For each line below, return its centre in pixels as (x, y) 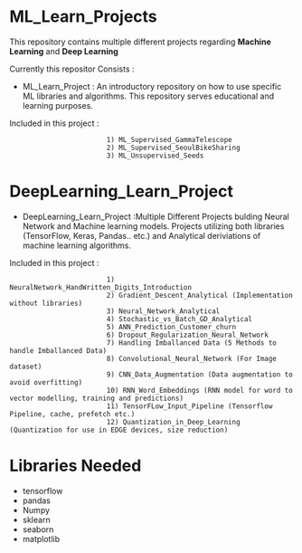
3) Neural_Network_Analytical (163, 311)
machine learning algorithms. (77, 245)
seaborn (38, 529)
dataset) (26, 367)
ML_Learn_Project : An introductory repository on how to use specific (152, 86)
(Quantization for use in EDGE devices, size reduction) (119, 430)
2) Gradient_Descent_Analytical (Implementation (200, 295)
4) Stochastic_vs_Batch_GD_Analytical (179, 319)
